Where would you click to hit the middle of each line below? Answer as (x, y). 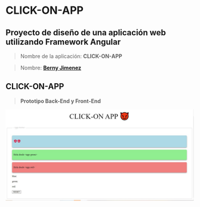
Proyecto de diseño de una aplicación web (86, 33)
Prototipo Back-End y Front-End (60, 101)
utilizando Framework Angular (63, 42)
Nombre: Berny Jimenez (51, 68)
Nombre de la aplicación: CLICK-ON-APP (71, 56)
